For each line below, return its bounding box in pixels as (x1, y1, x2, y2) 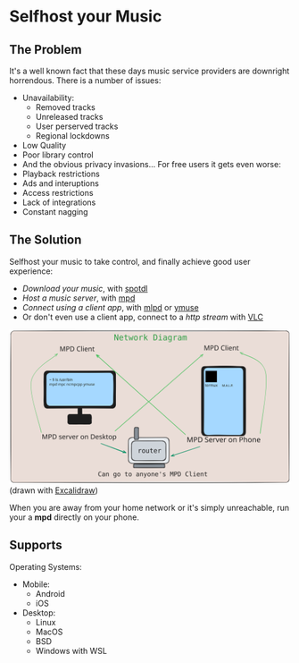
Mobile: (21, 579, 51, 590)
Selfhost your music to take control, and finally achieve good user (9, 256, 251, 267)
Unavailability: (21, 92, 74, 103)
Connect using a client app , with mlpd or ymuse (21, 302, 199, 312)
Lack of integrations (21, 197, 96, 208)
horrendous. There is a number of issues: (9, 75, 162, 86)
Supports (9, 538, 62, 553)
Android (35, 588, 65, 599)
